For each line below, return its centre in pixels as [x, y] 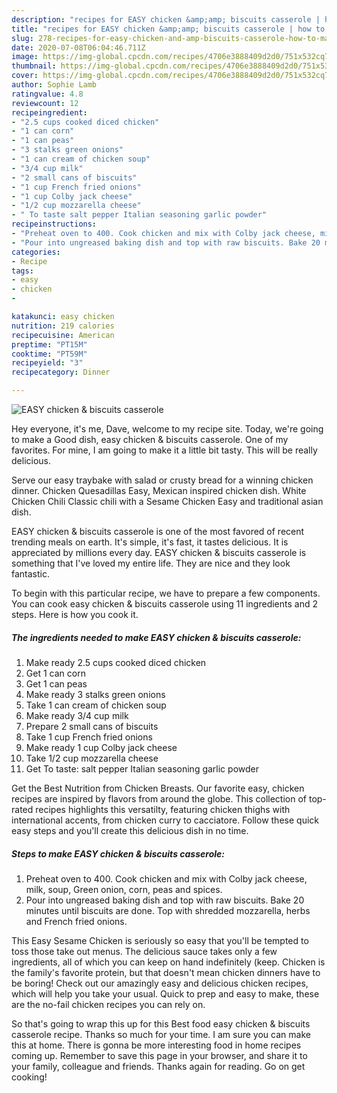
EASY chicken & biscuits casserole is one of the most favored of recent [158, 531]
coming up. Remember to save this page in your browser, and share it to [159, 1055]
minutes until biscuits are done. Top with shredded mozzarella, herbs [168, 910]
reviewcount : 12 [45, 103]
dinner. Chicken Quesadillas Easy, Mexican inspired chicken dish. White [159, 490]
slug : [22, 38]
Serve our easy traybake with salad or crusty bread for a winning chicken [162, 480]
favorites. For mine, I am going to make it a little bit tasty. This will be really [164, 450]
